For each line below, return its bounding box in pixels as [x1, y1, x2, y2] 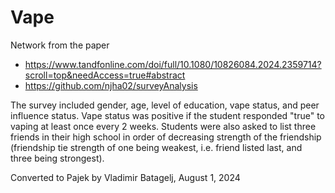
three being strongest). [10, 152, 105, 164]
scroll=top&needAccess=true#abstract [24, 69, 186, 81]
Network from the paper [10, 39, 110, 51]
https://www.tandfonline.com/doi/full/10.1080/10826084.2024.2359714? [24, 58, 322, 70]
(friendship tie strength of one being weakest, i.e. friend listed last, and [10, 141, 303, 153]
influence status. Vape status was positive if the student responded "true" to [10, 109, 326, 121]
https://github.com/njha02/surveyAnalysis [24, 79, 198, 91]
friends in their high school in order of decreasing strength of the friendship [10, 131, 322, 143]
